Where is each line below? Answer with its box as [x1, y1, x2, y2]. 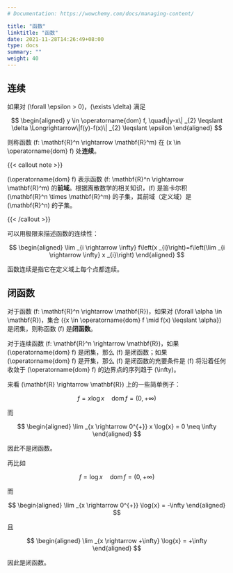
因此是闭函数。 [7, 558, 50, 567]
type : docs [7, 42, 39, 49]
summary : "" [7, 49, 42, 56]
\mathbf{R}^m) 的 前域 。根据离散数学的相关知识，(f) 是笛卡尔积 [7, 184, 188, 192]
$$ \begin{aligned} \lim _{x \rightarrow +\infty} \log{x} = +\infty [26, 536, 207, 544]
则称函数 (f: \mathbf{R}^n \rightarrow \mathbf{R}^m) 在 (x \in [7, 138, 182, 146]
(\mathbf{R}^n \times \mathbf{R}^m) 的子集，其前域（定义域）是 [7, 192, 192, 200]
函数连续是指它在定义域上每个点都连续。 [7, 265, 123, 273]
